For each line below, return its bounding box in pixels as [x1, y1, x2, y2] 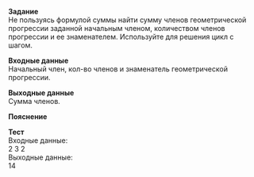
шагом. [8, 40, 33, 50]
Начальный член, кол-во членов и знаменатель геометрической [8, 64, 229, 74]
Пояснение [8, 112, 48, 121]
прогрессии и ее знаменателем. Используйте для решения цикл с [8, 32, 234, 41]
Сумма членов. [8, 97, 61, 106]
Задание [8, 7, 39, 16]
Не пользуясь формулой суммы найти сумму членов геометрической [8, 15, 247, 25]
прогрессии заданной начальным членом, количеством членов [8, 24, 225, 33]
